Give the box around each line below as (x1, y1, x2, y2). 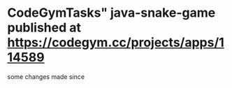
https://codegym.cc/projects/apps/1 (7, 35, 225, 50)
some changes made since (7, 72, 85, 81)
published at (7, 20, 82, 36)
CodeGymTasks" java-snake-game (7, 5, 216, 21)
